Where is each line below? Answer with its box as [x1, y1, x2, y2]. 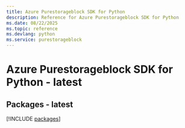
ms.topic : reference [6, 25, 58, 32]
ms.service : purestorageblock [6, 37, 83, 43]
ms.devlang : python [6, 31, 55, 37]
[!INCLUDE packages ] [6, 115, 61, 122]
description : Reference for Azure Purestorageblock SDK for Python [6, 14, 180, 20]
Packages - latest [6, 99, 74, 109]
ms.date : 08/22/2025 [6, 20, 58, 26]
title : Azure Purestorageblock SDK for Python [6, 8, 125, 15]
